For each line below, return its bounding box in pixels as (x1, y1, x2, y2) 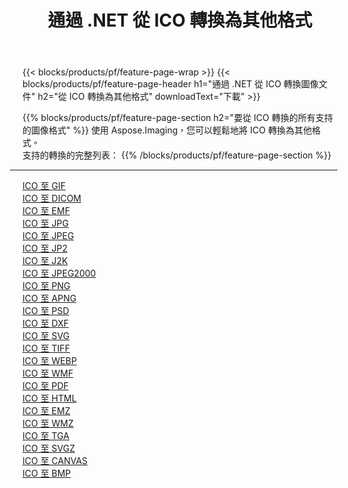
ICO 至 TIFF (22, 342, 70, 355)
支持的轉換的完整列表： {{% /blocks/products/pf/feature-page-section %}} (22, 149, 332, 161)
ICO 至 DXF (22, 317, 70, 330)
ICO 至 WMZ (22, 417, 74, 430)
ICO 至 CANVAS (22, 455, 89, 467)
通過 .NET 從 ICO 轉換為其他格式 (47, 9, 313, 32)
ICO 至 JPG (22, 217, 69, 230)
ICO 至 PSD (22, 305, 70, 317)
